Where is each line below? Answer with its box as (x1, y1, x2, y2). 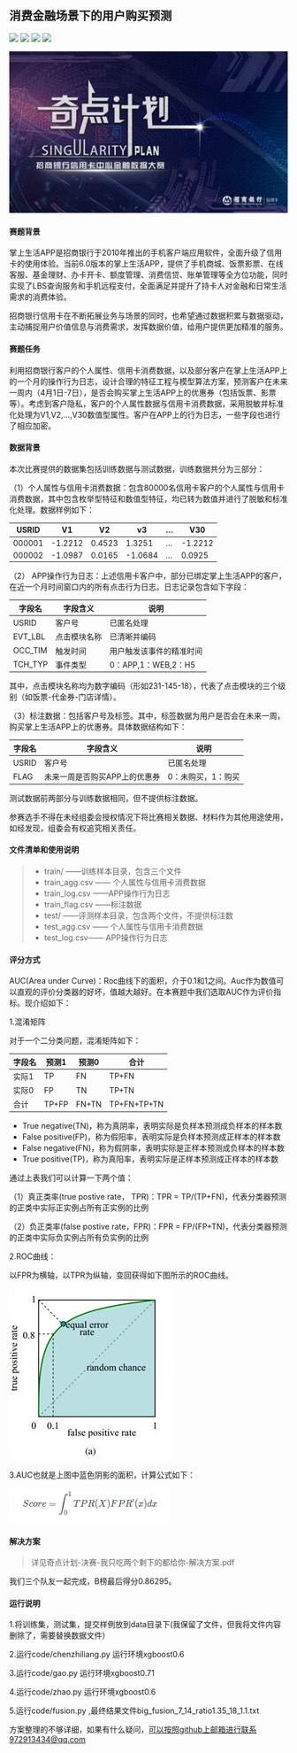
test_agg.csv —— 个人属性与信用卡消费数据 (43, 921, 203, 931)
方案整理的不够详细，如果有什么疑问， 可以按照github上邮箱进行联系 (9, 1725, 257, 1735)
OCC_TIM (12, 645, 48, 656)
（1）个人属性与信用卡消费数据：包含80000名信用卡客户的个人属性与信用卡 (9, 482, 285, 493)
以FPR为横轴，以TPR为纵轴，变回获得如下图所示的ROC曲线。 (9, 1270, 234, 1280)
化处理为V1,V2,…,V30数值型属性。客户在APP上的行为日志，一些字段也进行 (9, 409, 281, 420)
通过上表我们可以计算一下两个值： (9, 1172, 133, 1183)
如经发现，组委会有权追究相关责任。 (9, 822, 141, 833)
